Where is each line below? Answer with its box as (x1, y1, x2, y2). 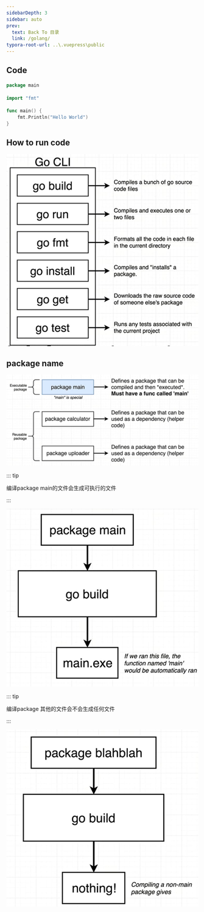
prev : (6, 23, 20, 29)
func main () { (6, 108, 43, 114)
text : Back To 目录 (12, 29, 60, 35)
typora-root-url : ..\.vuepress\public (6, 42, 105, 48)
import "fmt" (6, 95, 40, 101)
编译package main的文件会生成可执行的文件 (6, 484, 117, 492)
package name (6, 358, 64, 369)
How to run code (6, 138, 71, 148)
